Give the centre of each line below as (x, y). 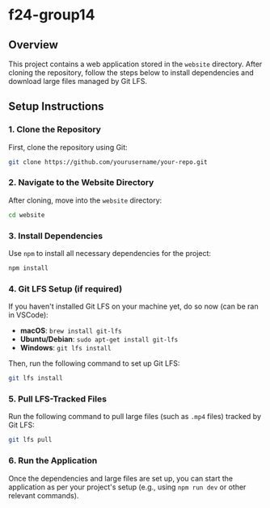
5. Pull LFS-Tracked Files (58, 399)
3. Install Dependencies (56, 236)
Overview (34, 45)
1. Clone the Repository (55, 129)
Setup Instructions (56, 107)
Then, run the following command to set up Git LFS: (94, 363)
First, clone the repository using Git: (68, 147)
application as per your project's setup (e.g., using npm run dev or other (127, 487)
